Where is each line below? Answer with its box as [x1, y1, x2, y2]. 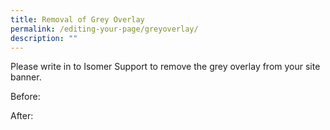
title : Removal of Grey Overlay [10, 14, 145, 25]
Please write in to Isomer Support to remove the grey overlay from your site [10, 61, 321, 73]
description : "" [10, 33, 78, 43]
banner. [10, 71, 42, 83]
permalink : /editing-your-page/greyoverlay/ [10, 24, 199, 34]
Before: [10, 91, 41, 103]
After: [10, 110, 34, 122]
